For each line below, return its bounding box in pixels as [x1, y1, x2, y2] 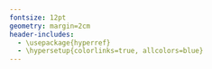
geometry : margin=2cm [9, 22, 91, 30]
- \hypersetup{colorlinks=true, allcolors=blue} [17, 47, 204, 56]
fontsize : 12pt [9, 13, 67, 22]
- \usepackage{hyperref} [17, 38, 111, 47]
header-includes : [9, 30, 75, 39]
